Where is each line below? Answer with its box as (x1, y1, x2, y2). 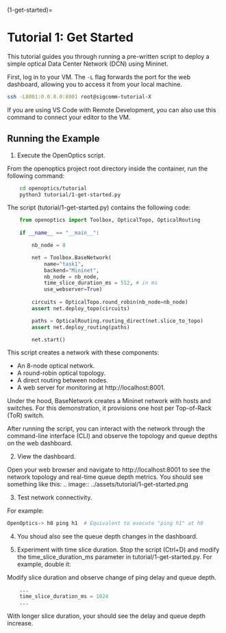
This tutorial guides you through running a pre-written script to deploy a (7, 52, 210, 60)
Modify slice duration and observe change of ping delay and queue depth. (7, 573, 217, 582)
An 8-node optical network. (16, 362, 95, 370)
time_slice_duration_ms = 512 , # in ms (43, 280, 158, 287)
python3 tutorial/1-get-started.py (19, 191, 121, 198)
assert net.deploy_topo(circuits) (32, 305, 130, 312)
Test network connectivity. (16, 493, 92, 502)
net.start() (32, 336, 66, 343)
